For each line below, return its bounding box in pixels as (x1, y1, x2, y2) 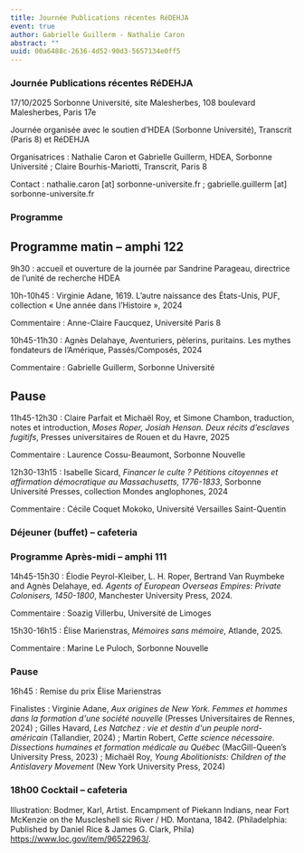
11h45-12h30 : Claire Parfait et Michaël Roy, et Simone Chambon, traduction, (10, 412, 295, 423)
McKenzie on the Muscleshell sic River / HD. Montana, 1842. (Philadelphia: (10, 814, 288, 825)
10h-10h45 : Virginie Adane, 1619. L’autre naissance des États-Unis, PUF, (10, 291, 280, 302)
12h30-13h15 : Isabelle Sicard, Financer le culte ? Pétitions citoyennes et (10, 466, 279, 477)
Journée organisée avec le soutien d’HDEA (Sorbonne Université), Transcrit (10, 124, 292, 136)
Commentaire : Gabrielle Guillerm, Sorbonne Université (10, 362, 215, 373)
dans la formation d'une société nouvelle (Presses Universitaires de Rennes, (10, 713, 295, 724)
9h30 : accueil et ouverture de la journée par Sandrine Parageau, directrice (10, 264, 290, 274)
